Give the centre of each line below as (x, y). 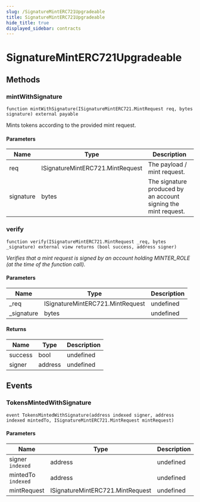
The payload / (168, 164)
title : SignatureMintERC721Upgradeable (56, 17)
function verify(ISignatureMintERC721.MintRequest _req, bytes (86, 242)
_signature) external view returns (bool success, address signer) (92, 247)
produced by (166, 189)
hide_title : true (28, 23)
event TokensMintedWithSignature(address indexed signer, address (90, 415)
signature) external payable (42, 114)
